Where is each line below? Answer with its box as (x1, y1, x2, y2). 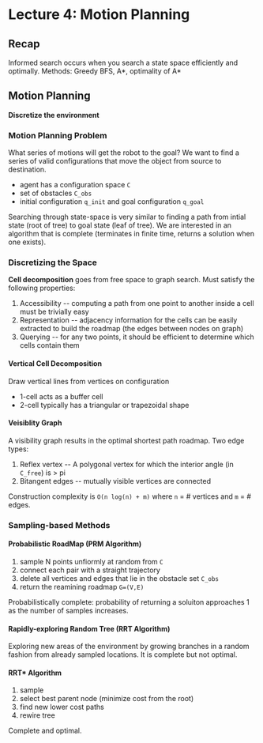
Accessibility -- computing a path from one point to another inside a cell (19, 299, 254, 308)
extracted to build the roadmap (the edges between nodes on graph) (19, 324, 244, 334)
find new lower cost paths (19, 702, 104, 712)
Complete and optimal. (8, 726, 82, 736)
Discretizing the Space (8, 257, 97, 268)
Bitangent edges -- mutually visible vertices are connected (19, 476, 212, 485)
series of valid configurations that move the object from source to (8, 157, 222, 166)
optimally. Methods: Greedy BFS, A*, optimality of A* (8, 66, 182, 76)
